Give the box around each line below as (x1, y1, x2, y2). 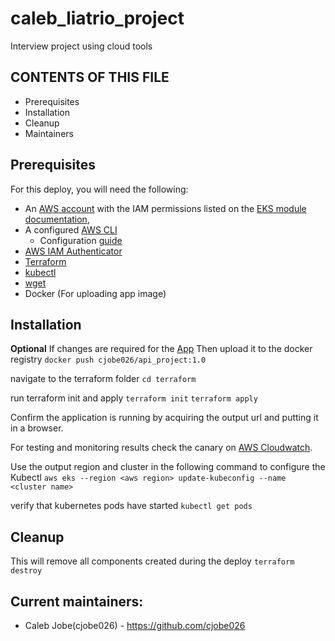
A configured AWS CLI (24, 223, 118, 236)
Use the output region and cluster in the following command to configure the (10, 461, 326, 473)
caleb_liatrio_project (10, 7, 185, 30)
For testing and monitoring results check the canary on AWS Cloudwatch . (10, 442, 313, 454)
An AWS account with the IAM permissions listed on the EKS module (24, 202, 307, 214)
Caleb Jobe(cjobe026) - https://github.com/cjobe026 (24, 620, 246, 631)
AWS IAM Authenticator (24, 245, 123, 257)
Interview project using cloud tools (10, 40, 153, 52)
